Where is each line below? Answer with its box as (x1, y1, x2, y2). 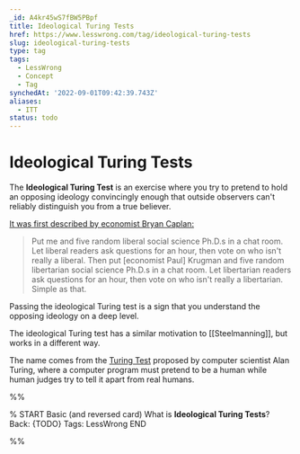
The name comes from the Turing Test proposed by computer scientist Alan (9, 355, 290, 366)
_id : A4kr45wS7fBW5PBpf (9, 13, 99, 22)
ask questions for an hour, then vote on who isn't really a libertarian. (31, 274, 284, 285)
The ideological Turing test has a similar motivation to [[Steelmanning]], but (9, 328, 288, 339)
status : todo (9, 113, 58, 122)
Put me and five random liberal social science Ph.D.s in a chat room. (31, 236, 284, 247)
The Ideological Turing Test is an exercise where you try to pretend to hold (9, 182, 288, 193)
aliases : (9, 96, 42, 106)
